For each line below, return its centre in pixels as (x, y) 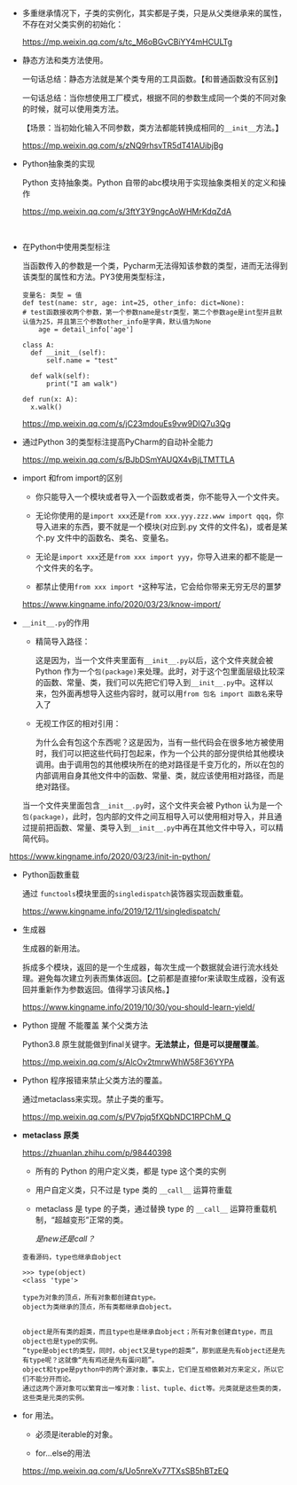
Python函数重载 (51, 875)
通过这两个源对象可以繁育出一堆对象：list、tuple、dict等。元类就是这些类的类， (153, 1388)
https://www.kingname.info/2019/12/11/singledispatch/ (121, 911)
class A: (38, 345)
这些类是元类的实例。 (55, 1398)
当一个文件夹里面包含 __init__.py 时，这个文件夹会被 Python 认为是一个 (152, 805)
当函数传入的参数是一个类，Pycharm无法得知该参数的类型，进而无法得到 (155, 266)
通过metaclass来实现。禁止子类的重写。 (95, 1099)
